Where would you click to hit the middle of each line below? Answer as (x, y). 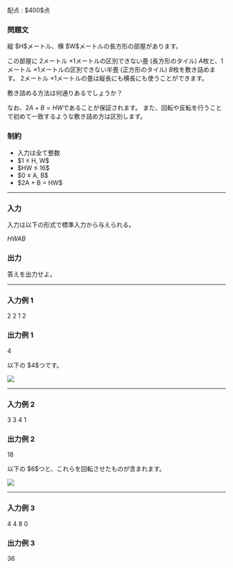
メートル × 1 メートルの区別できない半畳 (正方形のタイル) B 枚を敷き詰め (109, 70)
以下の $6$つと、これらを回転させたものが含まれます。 (86, 469)
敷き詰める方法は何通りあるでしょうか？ (65, 93)
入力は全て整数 (38, 153)
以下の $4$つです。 (35, 365)
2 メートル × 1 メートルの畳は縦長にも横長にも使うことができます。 (114, 78)
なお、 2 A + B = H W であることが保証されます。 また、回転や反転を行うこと (114, 108)
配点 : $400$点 (29, 10)
